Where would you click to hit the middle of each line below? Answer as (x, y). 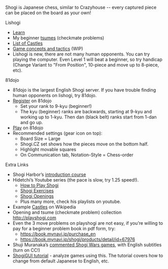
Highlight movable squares (48, 149)
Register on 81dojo (32, 101)
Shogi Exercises (37, 191)
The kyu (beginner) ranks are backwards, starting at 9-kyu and (86, 112)
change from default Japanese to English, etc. (61, 261)
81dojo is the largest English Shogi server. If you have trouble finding (84, 90)
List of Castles (28, 43)
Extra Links (17, 165)
